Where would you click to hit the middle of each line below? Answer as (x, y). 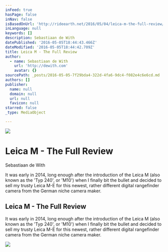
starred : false (21, 108)
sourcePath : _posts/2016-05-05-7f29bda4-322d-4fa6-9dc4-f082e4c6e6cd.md (82, 75)
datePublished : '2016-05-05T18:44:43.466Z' (51, 43)
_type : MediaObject (25, 113)
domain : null (23, 94)
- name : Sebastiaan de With (39, 61)
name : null (21, 89)
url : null (20, 98)
